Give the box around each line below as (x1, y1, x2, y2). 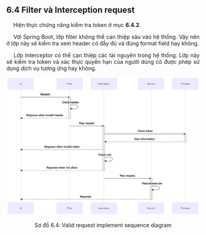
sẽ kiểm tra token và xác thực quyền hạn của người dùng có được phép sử (6, 58, 200, 65)
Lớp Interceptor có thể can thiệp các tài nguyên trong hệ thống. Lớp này (13, 52, 200, 59)
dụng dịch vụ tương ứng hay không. (6, 64, 97, 72)
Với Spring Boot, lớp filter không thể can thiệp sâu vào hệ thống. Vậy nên (13, 33, 200, 40)
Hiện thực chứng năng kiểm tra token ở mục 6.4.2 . (13, 21, 141, 28)
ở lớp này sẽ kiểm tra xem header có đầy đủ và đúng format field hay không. (6, 39, 199, 47)
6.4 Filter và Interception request (6, 5, 135, 15)
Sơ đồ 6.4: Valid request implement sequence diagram (34, 221, 172, 229)
